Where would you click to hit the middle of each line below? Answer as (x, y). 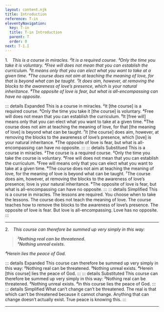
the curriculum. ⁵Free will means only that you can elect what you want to (79, 163)
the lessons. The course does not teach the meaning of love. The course (78, 199)
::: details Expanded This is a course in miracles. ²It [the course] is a (73, 106)
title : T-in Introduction (36, 32)
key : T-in (19, 28)
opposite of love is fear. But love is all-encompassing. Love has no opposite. (82, 210)
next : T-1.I (17, 46)
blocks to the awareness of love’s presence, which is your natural (71, 86)
